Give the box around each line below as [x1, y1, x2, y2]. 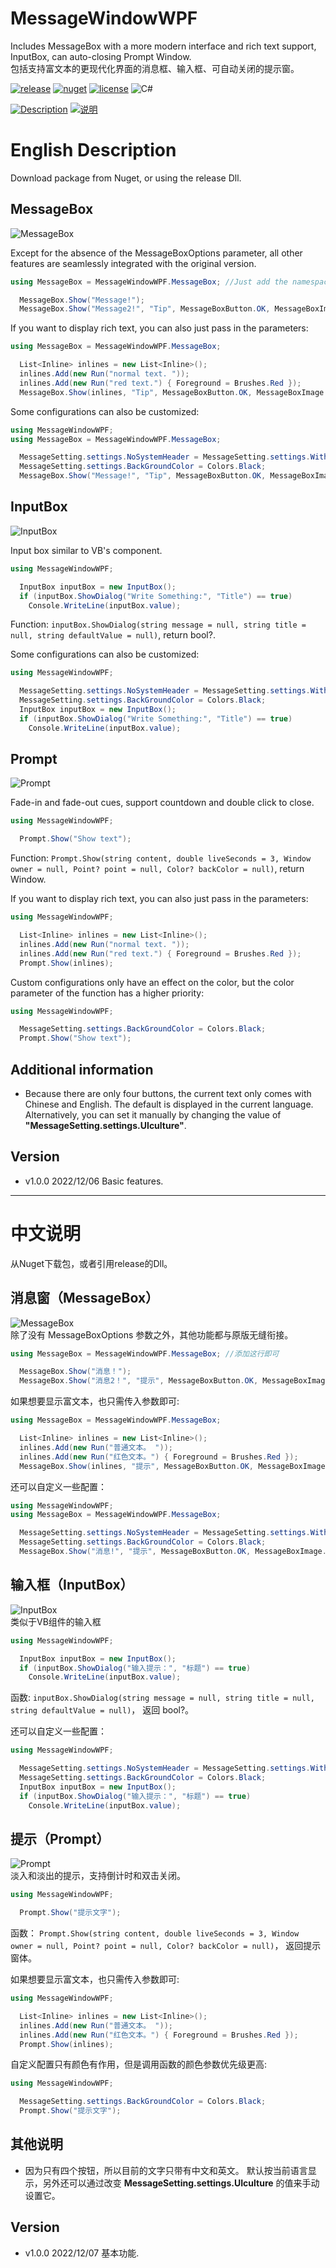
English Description [10, 139, 177, 162]
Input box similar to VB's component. [10, 544, 163, 556]
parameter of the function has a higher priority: [10, 987, 205, 999]
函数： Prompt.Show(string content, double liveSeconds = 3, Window [10, 1927, 300, 1939]
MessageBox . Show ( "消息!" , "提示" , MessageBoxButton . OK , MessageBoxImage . [19, 1547, 327, 1557]
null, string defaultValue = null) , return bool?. [10, 629, 216, 641]
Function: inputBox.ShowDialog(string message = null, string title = [10, 618, 307, 631]
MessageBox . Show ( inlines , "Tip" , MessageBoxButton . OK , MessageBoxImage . [19, 387, 329, 397]
